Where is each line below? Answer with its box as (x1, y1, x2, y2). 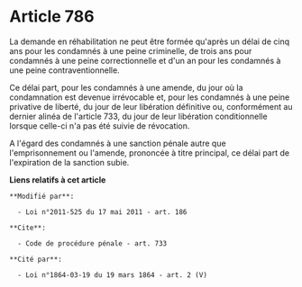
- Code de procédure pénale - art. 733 (17, 238, 168, 248)
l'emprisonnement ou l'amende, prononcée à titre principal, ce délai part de (9, 147, 290, 158)
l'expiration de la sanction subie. (9, 157, 130, 167)
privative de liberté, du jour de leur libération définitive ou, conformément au (9, 101, 293, 112)
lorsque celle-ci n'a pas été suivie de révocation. (9, 120, 190, 131)
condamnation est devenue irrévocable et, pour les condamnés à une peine (9, 92, 290, 103)
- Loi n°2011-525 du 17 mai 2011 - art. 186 (17, 207, 188, 217)
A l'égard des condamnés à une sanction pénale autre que (9, 138, 227, 148)
